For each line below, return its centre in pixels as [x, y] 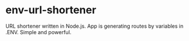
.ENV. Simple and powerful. [38, 32]
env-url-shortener [51, 10]
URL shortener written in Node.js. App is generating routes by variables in [95, 26]
